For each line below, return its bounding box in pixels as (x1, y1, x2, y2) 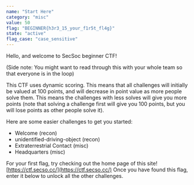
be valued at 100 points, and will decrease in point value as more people (6, 88, 182, 95)
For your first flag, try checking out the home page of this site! (6, 160, 158, 167)
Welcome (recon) (14, 129, 57, 137)
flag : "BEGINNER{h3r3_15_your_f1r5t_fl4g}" (6, 25, 115, 31)
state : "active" (6, 31, 46, 37)
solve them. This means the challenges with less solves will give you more (6, 94, 187, 101)
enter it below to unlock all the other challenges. (6, 173, 124, 179)
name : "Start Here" (6, 8, 54, 15)
